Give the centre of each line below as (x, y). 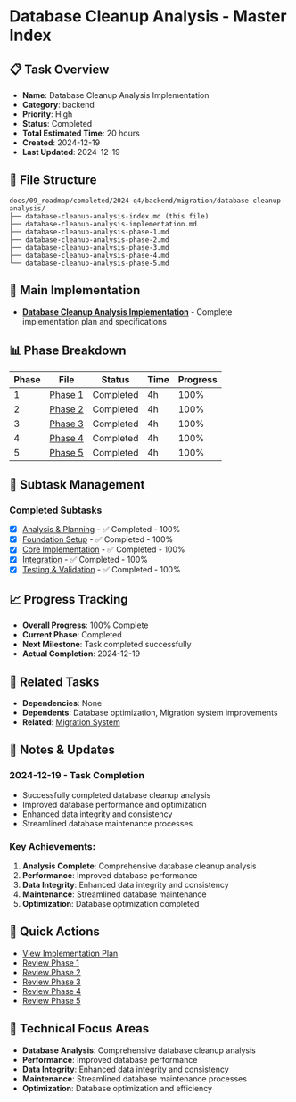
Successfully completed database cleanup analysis (116, 794)
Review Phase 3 (52, 982)
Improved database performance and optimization (114, 804)
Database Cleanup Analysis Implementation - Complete (127, 312)
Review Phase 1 (51, 962)
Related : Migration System (71, 722)
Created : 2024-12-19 (61, 143)
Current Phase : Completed (72, 635)
